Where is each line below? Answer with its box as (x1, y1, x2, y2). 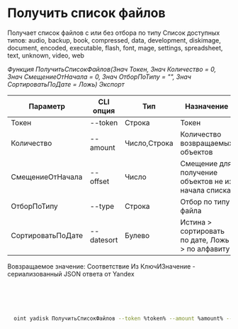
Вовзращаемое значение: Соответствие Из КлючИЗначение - (7, 261, 196, 271)
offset (89, 176, 110, 186)
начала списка (180, 185, 232, 195)
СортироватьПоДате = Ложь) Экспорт (7, 80, 125, 88)
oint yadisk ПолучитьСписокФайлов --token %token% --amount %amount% (13, 315, 223, 322)
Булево (125, 230, 150, 240)
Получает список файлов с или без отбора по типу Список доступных (7, 28, 220, 37)
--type (89, 201, 115, 211)
